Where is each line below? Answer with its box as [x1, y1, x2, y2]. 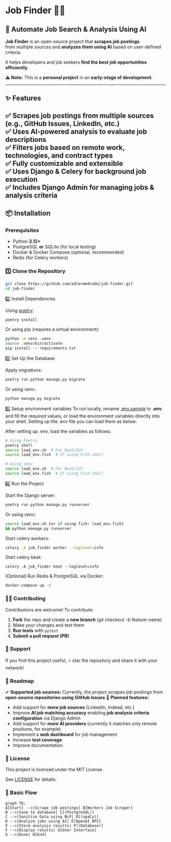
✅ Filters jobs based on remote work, [5, 143, 125, 152]
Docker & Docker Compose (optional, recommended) [12, 249, 125, 256]
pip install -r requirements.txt [5, 346, 76, 351]
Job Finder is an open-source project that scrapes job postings [5, 38, 140, 44]
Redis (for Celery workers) [12, 254, 69, 261]
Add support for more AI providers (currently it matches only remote [12, 721, 157, 727]
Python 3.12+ [12, 238, 41, 244]
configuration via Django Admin [12, 715, 80, 721]
